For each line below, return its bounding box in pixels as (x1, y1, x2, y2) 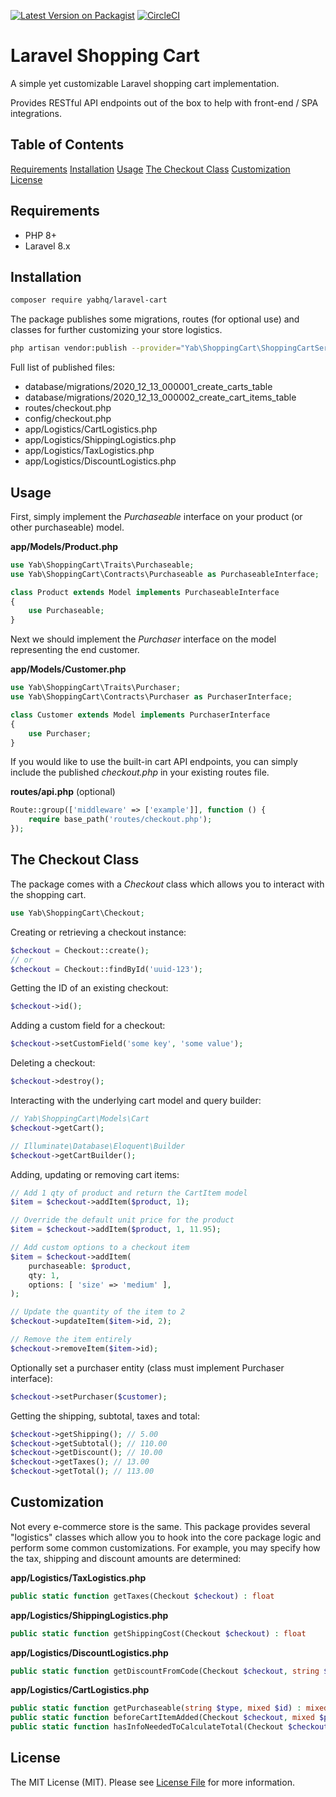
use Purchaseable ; (28, 606, 105, 616)
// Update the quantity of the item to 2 (10, 1307, 186, 1317)
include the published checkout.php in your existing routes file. (10, 766, 270, 779)
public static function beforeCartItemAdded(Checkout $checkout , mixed (10, 1713, 315, 1723)
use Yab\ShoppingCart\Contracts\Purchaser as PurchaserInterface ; (10, 692, 293, 702)
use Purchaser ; (28, 728, 92, 739)
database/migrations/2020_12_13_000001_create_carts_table (24, 381, 273, 393)
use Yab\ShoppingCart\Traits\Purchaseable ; (10, 560, 195, 570)
